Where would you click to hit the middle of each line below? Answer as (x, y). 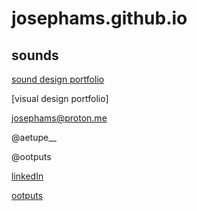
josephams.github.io (99, 18)
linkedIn (27, 176)
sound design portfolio (58, 79)
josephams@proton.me (59, 118)
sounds (35, 55)
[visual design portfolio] (60, 98)
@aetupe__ (34, 137)
